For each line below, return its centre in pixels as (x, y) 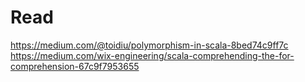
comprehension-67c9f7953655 (75, 66)
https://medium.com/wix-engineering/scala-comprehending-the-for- (152, 55)
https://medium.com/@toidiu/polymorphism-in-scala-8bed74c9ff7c (149, 45)
